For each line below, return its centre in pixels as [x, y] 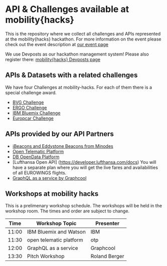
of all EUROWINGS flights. [39, 173]
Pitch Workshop [46, 256]
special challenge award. [31, 92]
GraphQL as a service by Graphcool [49, 178]
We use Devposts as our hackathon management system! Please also [77, 54]
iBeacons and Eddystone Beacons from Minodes [63, 146]
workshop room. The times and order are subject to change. [67, 211]
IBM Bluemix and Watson [56, 232]
